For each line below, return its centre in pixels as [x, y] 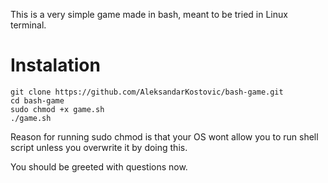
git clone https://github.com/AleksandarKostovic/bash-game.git [147, 92]
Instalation [55, 65]
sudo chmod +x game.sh [57, 109]
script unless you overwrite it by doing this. [99, 147]
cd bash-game [37, 100]
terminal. [28, 25]
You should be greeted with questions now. [99, 166]
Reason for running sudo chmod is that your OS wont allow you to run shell [164, 136]
